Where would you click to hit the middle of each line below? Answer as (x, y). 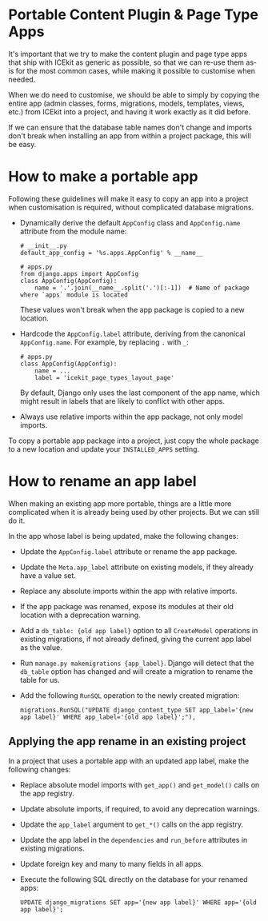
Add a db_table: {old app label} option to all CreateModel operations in (139, 630)
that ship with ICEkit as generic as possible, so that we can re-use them (126, 62)
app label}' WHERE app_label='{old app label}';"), (108, 717)
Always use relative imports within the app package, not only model (131, 417)
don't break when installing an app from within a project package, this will (130, 136)
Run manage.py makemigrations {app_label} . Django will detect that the (137, 663)
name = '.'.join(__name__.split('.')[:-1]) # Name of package (142, 288)
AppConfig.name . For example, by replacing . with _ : (104, 342)
